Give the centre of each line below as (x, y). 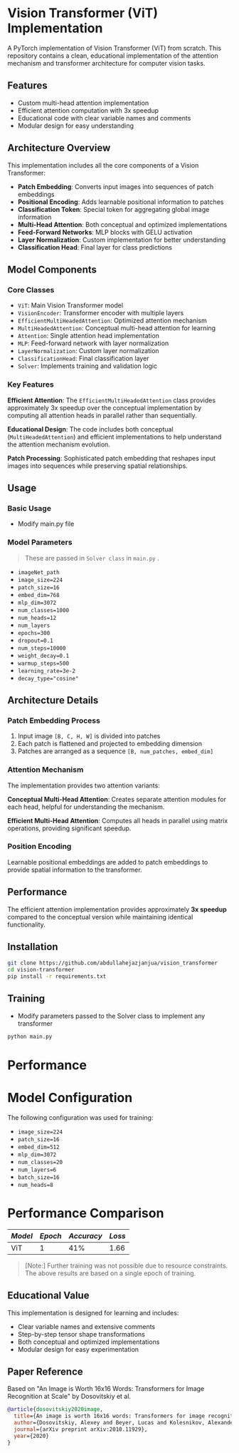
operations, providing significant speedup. (69, 828)
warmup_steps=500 (43, 663)
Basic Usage (30, 508)
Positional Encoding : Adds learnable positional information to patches (121, 202)
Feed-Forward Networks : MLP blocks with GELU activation (105, 232)
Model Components (52, 269)
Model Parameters (40, 542)
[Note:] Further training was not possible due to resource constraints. (126, 1265)
